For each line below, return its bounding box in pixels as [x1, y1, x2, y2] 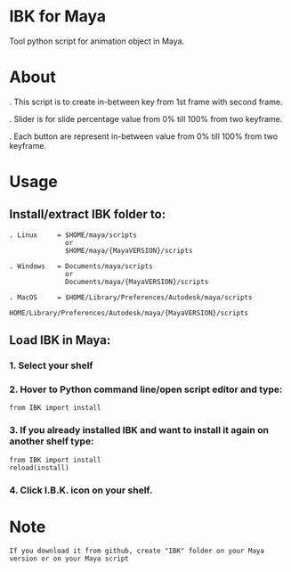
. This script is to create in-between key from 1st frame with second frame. [9, 96, 283, 107]
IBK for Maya [9, 6, 107, 27]
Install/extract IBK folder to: [9, 207, 166, 222]
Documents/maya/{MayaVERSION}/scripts [65, 277, 209, 286]
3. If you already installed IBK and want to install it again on [9, 424, 270, 437]
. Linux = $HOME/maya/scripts [9, 230, 138, 240]
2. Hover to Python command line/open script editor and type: [9, 383, 283, 396]
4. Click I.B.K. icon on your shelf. [9, 484, 153, 496]
